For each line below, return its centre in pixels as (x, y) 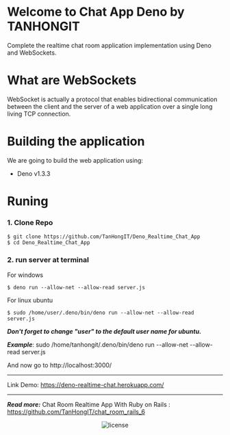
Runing (28, 201)
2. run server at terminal (48, 260)
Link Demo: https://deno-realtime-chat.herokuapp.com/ (86, 384)
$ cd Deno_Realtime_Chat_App (49, 243)
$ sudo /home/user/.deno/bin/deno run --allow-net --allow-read (101, 313)
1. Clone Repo (30, 222)
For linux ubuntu (30, 300)
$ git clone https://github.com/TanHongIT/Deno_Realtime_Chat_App (104, 237)
